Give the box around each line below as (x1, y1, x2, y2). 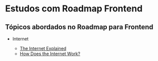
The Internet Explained (19, 46, 67, 51)
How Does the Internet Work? (19, 51, 80, 57)
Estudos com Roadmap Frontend (5, 3, 143, 14)
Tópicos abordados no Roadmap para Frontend (5, 23, 154, 31)
